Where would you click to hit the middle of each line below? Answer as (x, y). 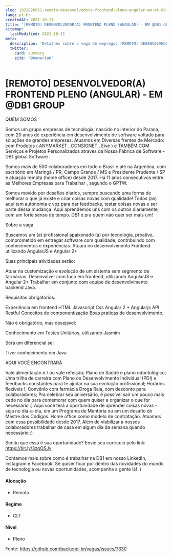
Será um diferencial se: (30, 343)
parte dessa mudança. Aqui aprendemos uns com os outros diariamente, (82, 209)
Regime (14, 504)
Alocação (16, 481)
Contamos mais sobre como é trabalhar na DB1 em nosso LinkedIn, (76, 458)
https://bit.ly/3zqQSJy (28, 448)
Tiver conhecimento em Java (36, 353)
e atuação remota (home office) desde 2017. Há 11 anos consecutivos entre (84, 177)
